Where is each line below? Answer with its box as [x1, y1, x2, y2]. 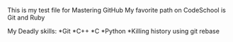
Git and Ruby [7, 13, 45, 22]
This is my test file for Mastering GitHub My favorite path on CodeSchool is [7, 6, 227, 14]
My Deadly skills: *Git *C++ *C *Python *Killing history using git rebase [7, 27, 220, 35]
